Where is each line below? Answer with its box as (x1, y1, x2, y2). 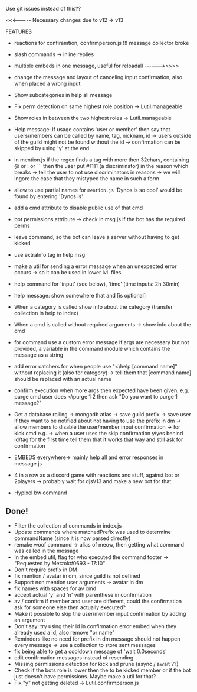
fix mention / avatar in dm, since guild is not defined (14, 572, 141, 579)
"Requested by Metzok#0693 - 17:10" (14, 560, 106, 567)
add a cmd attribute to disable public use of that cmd (14, 204, 143, 211)
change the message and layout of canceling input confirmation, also (14, 74, 183, 80)
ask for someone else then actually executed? (14, 603, 126, 611)
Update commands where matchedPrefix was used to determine (14, 528, 172, 535)
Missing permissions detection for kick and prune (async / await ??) (14, 660, 179, 667)
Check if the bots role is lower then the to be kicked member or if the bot (14, 667, 191, 674)
